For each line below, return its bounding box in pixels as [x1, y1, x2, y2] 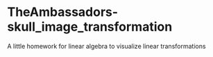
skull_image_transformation [7, 19, 173, 35]
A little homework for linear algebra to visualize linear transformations [7, 42, 206, 50]
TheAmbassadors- [7, 4, 119, 20]
